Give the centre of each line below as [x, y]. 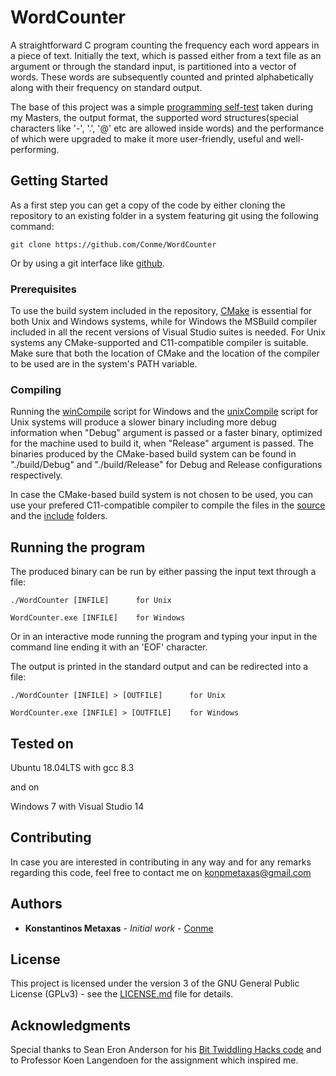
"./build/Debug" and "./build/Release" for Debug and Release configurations [166, 465]
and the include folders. [59, 516]
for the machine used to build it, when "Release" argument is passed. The [162, 443]
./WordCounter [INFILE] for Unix [91, 601]
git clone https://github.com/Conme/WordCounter [113, 244]
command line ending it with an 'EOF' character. [109, 647]
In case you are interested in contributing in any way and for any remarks [161, 862]
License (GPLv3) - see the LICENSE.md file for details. [122, 994]
